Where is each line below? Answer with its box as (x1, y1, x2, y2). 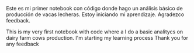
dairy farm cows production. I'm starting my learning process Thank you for (6, 35, 189, 41)
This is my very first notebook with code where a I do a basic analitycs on (6, 28, 183, 35)
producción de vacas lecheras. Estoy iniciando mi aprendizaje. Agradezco (6, 11, 185, 18)
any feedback (6, 40, 39, 47)
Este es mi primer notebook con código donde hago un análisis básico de (6, 5, 183, 12)
